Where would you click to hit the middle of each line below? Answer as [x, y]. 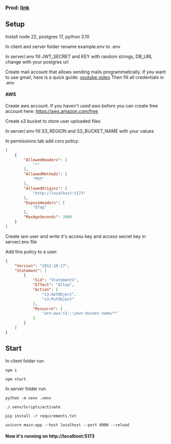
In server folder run [26, 389]
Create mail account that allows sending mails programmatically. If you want [86, 72]
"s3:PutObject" [58, 299]
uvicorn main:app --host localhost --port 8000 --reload [67, 425]
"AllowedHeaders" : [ [46, 160]
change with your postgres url [37, 62]
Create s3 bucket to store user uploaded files [53, 121]
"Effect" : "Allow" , [53, 285]
